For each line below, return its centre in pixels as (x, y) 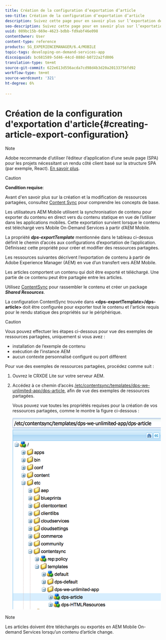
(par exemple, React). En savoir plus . (42, 168)
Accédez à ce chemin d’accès (43, 385)
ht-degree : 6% (20, 83)
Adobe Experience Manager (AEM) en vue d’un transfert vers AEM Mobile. (81, 262)
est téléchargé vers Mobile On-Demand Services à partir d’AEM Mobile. (78, 228)
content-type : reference (31, 42)
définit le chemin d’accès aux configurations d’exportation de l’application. (81, 242)
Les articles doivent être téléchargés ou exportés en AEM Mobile (71, 627)
